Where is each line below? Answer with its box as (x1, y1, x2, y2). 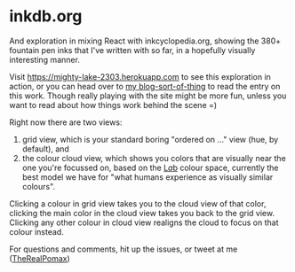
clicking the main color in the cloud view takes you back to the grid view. (9, 207, 275, 218)
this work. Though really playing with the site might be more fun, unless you (9, 90, 287, 101)
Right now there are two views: (9, 117, 123, 128)
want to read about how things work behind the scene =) (9, 99, 218, 110)
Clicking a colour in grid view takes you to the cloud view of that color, (9, 198, 267, 209)
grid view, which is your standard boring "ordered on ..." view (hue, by (21, 134, 279, 144)
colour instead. (9, 226, 64, 237)
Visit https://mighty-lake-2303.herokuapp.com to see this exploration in (9, 71, 271, 82)
